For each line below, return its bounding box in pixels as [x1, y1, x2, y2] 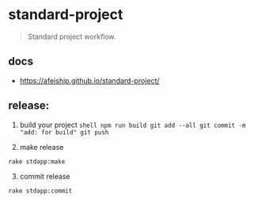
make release [19, 142, 64, 151]
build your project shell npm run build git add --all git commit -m [19, 120, 246, 129]
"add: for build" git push [19, 128, 109, 136]
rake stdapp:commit [8, 186, 73, 195]
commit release [19, 171, 70, 181]
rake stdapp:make [8, 157, 66, 166]
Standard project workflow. [27, 32, 116, 41]
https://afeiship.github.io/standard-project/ [19, 75, 160, 85]
